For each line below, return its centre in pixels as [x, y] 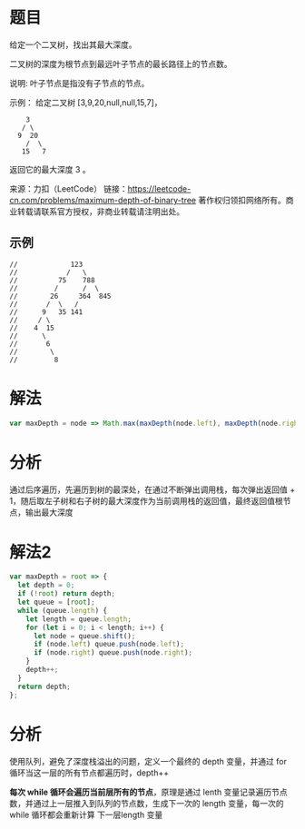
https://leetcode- [159, 188]
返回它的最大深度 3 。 [50, 169]
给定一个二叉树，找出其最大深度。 [73, 44]
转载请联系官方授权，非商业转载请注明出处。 [100, 211]
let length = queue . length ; [79, 619]
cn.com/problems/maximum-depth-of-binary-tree [103, 200]
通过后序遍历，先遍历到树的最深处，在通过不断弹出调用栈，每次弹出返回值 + [152, 489]
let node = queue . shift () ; [84, 636]
